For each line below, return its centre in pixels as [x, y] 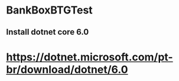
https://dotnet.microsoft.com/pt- [89, 57]
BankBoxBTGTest [49, 10]
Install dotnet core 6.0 [48, 32]
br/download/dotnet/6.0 [67, 70]
